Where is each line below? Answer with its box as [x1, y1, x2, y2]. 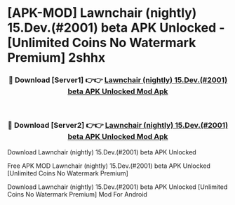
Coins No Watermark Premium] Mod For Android [7, 190, 147, 198]
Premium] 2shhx [7, 50, 106, 66]
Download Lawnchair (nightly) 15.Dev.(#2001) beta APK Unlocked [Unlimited [7, 183, 228, 191]
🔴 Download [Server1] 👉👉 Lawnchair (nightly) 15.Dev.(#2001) [8, 75, 228, 85]
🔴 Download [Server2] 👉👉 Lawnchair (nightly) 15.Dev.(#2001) [7, 121, 229, 131]
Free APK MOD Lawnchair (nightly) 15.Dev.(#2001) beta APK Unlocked [7, 161, 210, 170]
